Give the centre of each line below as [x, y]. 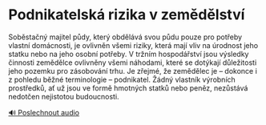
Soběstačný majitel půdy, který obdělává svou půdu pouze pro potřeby [125, 37]
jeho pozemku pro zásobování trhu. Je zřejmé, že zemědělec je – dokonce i [133, 71]
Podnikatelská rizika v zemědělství [127, 15]
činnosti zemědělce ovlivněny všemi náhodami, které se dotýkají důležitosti [133, 62]
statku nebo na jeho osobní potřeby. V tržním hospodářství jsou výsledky [129, 54]
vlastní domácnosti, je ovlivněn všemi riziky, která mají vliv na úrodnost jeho [133, 45]
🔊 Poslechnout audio [44, 112]
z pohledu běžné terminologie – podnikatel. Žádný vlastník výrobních [122, 79]
